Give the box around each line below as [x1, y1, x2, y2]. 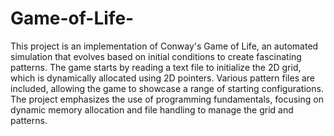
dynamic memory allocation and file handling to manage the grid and [10, 103, 294, 116]
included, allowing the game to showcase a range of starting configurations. [10, 82, 324, 94]
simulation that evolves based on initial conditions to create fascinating [10, 50, 302, 62]
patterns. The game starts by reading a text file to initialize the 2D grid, [10, 61, 302, 73]
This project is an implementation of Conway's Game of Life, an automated [10, 40, 319, 52]
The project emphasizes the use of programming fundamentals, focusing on [10, 93, 324, 105]
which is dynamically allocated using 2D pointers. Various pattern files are [10, 72, 316, 84]
